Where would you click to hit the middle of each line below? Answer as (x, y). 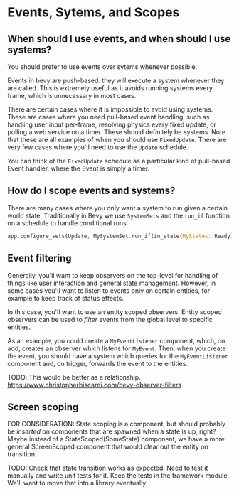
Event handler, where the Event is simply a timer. (79, 168)
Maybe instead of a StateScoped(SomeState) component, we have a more (116, 439)
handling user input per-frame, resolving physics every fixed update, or (112, 124)
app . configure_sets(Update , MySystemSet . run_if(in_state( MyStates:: (111, 236)
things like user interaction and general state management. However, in (112, 283)
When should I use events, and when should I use (119, 39)
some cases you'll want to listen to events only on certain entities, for (109, 290)
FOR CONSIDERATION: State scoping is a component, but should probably (117, 424)
